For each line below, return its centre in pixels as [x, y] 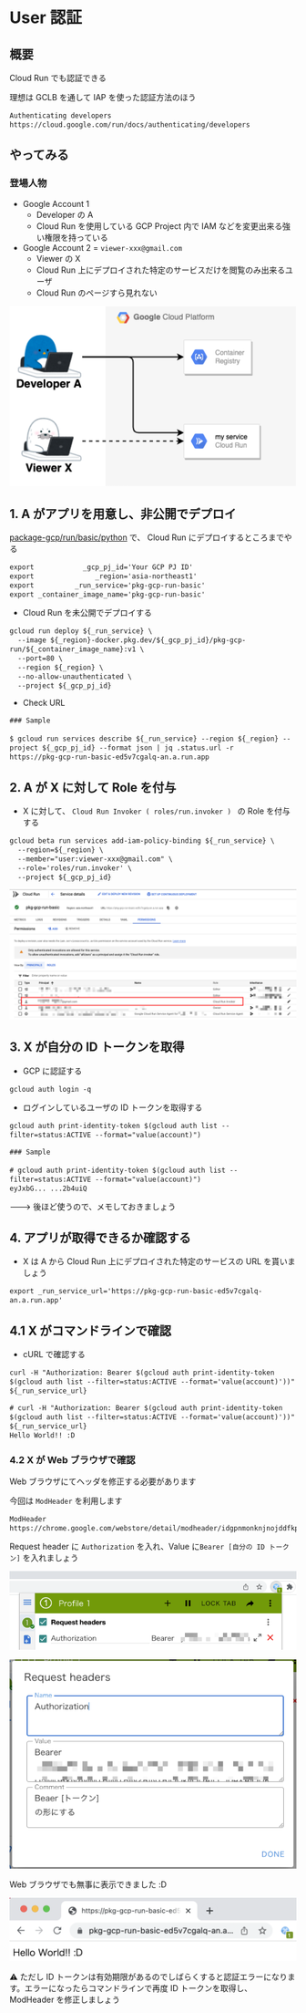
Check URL [44, 703]
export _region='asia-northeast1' [103, 576]
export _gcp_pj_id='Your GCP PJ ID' [102, 567]
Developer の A [65, 214]
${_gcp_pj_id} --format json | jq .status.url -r [138, 748]
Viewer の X [58, 258]
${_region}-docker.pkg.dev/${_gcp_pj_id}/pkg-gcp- [148, 640]
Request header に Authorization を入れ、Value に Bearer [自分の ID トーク [149, 1547]
